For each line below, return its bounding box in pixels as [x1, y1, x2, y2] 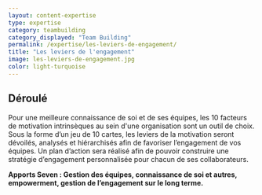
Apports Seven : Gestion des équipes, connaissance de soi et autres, [8, 170, 238, 179]
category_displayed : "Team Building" [8, 33, 132, 42]
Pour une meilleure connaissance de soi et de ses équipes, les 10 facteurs [8, 112, 247, 122]
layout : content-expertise [8, 11, 96, 20]
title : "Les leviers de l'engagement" [8, 48, 135, 56]
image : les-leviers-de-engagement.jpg [8, 56, 135, 64]
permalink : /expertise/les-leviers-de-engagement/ [8, 41, 177, 49]
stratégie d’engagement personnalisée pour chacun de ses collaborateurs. [8, 154, 249, 164]
